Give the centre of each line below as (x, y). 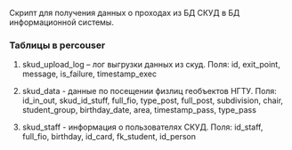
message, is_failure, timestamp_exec (89, 74)
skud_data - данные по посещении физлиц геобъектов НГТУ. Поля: (150, 91)
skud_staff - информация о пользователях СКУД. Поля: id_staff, (142, 127)
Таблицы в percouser (57, 45)
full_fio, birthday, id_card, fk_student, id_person (109, 137)
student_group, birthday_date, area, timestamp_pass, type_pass (139, 110)
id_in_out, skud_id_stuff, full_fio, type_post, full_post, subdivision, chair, (152, 100)
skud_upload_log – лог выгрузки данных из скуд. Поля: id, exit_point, (151, 65)
